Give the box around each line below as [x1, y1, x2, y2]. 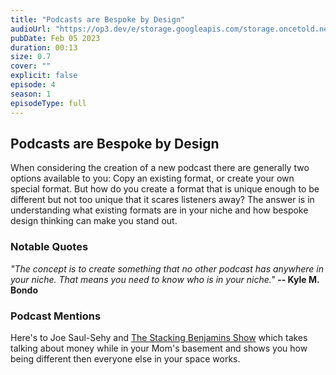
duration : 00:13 [10, 42, 78, 53]
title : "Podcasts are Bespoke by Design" [10, 14, 186, 25]
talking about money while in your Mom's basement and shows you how [10, 342, 308, 354]
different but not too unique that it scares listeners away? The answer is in [10, 194, 315, 206]
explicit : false [10, 71, 78, 81]
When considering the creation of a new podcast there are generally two [10, 162, 310, 174]
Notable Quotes [10, 240, 89, 254]
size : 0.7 [10, 52, 52, 62]
